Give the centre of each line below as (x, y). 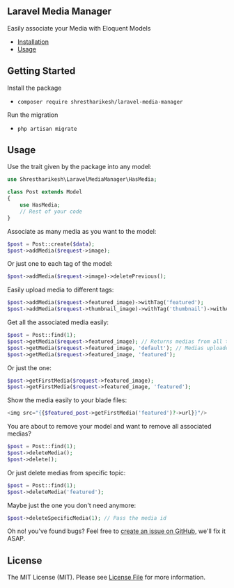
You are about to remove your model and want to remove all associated (109, 427)
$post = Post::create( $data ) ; (51, 244)
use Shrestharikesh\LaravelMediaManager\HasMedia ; (82, 180)
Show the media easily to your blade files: (67, 400)
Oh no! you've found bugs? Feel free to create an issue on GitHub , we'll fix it (117, 531)
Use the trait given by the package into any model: (79, 167)
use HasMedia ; (40, 205)
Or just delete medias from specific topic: (67, 472)
